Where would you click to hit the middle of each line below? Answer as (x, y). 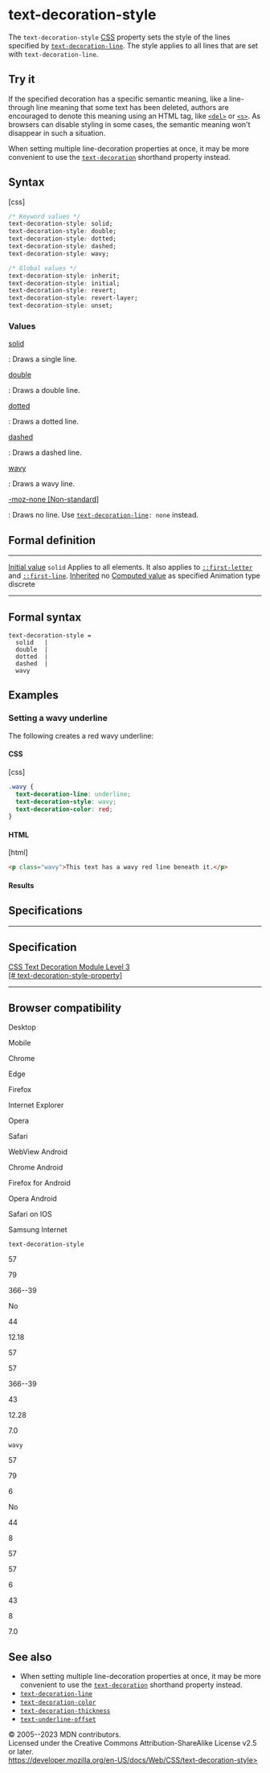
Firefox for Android (39, 1183)
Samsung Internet (38, 1230)
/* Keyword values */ (45, 216)
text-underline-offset (58, 1720)
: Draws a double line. (44, 391)
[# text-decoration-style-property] (65, 975)
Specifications (45, 911)
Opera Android (33, 1198)
